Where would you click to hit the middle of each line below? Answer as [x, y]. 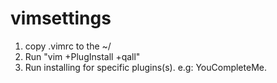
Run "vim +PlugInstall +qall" [82, 56]
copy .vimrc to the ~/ [68, 46]
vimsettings [61, 18]
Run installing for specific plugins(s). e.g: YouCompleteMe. [145, 67]
